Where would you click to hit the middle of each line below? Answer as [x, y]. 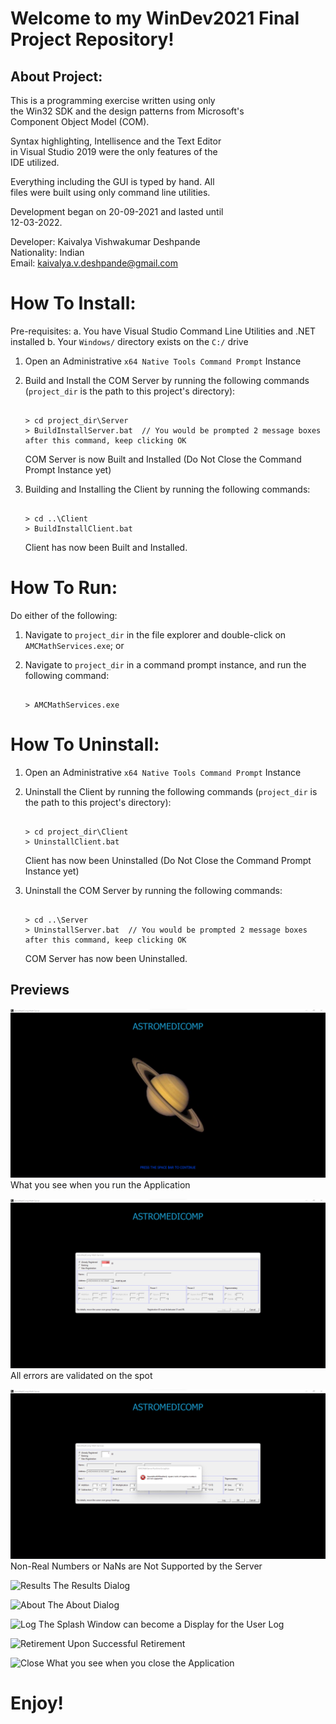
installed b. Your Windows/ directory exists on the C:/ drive [129, 341]
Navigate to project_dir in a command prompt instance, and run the [165, 664]
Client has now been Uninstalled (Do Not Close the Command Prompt [168, 860]
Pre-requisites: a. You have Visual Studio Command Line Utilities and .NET [163, 331]
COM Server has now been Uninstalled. [106, 958]
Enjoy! [37, 1703]
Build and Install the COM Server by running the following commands [167, 380]
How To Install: [73, 303]
